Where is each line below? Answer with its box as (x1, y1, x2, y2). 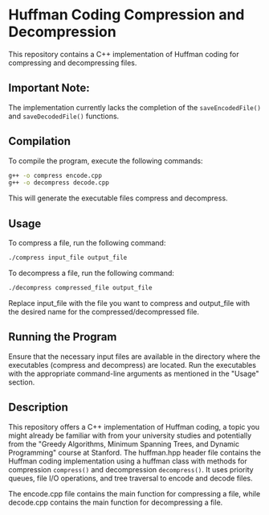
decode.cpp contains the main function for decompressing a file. (8, 497, 223, 507)
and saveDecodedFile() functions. (8, 111, 120, 121)
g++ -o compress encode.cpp (8, 171, 103, 179)
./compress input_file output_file (8, 253, 128, 262)
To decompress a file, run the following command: (8, 268, 175, 278)
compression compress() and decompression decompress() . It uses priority (8, 464, 255, 474)
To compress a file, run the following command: (8, 238, 166, 248)
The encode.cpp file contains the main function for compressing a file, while (8, 488, 261, 498)
